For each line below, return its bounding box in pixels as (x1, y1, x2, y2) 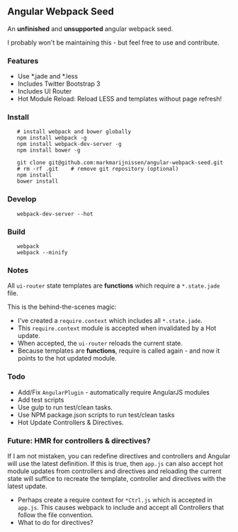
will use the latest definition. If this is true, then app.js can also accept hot (7, 459, 223, 468)
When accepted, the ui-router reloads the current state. (17, 339, 183, 348)
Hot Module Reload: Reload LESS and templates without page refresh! (17, 95, 222, 103)
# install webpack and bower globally (16, 128, 132, 135)
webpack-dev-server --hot (16, 210, 93, 217)
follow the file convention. (17, 510, 93, 519)
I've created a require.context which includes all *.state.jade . (17, 317, 203, 325)
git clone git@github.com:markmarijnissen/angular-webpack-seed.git (16, 159, 223, 166)
